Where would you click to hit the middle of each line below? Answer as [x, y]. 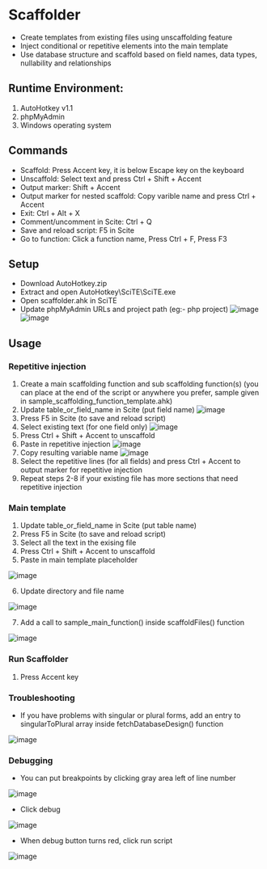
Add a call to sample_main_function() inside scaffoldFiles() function [132, 622]
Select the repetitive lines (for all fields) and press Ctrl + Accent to [130, 462]
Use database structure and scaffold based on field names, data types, [138, 54]
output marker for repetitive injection [81, 470]
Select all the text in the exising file [78, 542]
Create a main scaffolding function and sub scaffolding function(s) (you [139, 384]
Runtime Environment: [66, 89]
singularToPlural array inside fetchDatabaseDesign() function [122, 723]
